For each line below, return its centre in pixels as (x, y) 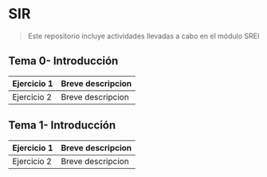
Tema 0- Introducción (63, 61)
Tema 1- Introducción (62, 126)
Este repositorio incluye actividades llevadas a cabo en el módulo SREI (143, 36)
